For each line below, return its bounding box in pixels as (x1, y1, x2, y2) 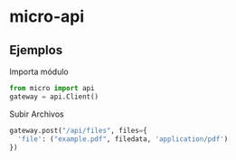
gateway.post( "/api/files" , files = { (9, 126, 147, 135)
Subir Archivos (9, 108, 65, 119)
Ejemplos (9, 42, 63, 58)
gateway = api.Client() (9, 92, 99, 101)
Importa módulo (9, 66, 70, 77)
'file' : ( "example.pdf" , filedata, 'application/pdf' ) (17, 134, 229, 144)
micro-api (9, 6, 85, 27)
